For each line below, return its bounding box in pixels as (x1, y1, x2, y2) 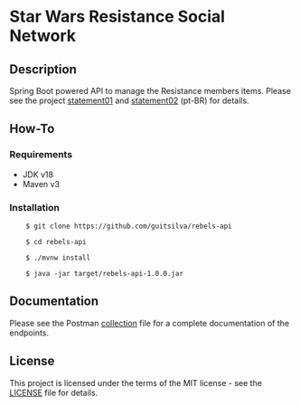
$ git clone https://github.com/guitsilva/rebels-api (25, 222, 232, 231)
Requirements (9, 148, 73, 161)
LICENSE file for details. (9, 387, 98, 398)
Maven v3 (22, 178, 61, 189)
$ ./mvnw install (25, 253, 91, 262)
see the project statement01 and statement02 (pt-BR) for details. (9, 95, 250, 106)
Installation (9, 201, 61, 213)
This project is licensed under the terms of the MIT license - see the (9, 377, 262, 388)
